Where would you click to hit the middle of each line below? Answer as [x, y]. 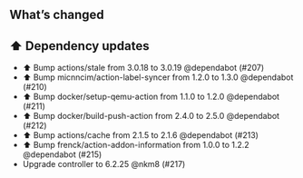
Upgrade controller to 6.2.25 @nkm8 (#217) [104, 164]
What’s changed [57, 15]
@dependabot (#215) [62, 154]
